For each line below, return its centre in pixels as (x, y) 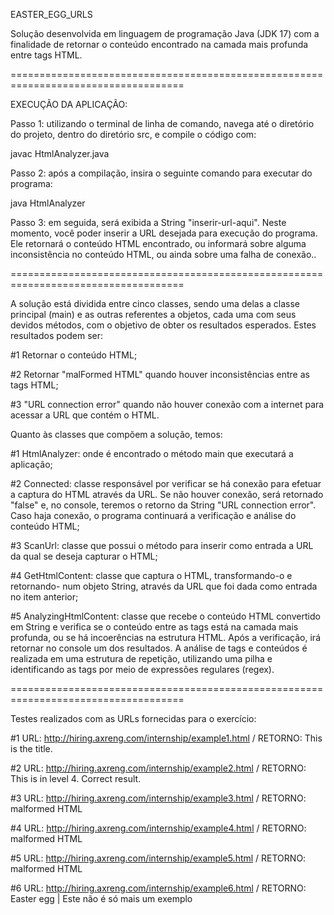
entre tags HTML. (46, 55)
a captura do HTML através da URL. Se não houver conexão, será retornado (167, 494)
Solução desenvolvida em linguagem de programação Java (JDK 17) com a (165, 33)
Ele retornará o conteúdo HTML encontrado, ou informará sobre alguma (158, 243)
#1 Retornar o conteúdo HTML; (74, 355)
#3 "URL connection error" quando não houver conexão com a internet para (167, 404)
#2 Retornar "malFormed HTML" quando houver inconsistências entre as (160, 374)
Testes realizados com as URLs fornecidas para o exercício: (133, 718)
